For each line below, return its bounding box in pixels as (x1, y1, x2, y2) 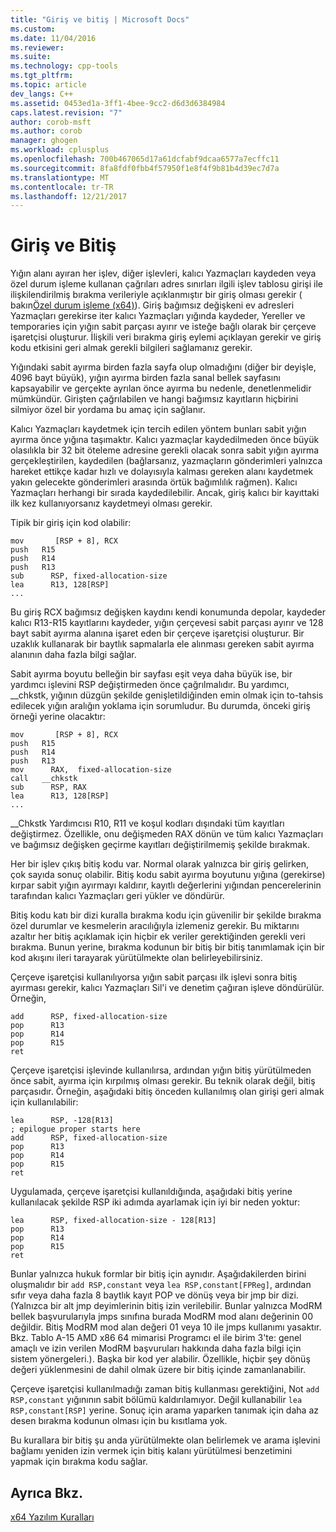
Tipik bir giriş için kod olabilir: (10, 517, 132, 529)
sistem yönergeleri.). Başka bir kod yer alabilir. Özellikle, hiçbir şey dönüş (10, 1353, 311, 1365)
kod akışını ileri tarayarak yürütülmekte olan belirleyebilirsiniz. (10, 952, 263, 964)
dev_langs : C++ (10, 89, 74, 99)
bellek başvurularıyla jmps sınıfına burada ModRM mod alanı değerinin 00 (10, 1311, 314, 1323)
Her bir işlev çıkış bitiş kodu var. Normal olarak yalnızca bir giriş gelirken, (10, 858, 310, 870)
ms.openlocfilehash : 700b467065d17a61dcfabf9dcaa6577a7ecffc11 (10, 154, 280, 164)
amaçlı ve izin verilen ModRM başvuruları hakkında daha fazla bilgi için (10, 1342, 302, 1355)
